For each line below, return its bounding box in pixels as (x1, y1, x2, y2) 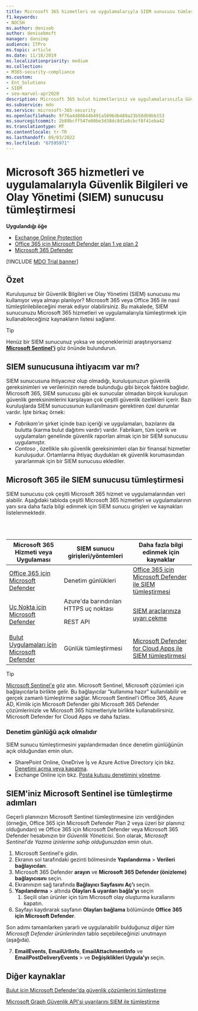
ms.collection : (6, 63, 44, 70)
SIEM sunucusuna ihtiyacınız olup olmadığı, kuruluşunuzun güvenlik (6, 378, 171, 385)
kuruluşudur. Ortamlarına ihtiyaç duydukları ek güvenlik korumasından (14, 451, 184, 458)
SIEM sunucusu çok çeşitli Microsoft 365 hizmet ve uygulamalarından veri (6, 490, 186, 497)
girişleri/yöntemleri (67, 552, 123, 560)
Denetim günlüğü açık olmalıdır (6, 728, 97, 736)
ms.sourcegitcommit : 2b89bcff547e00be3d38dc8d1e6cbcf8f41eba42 (6, 118, 165, 124)
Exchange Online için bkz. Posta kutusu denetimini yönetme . (14, 771, 162, 778)
